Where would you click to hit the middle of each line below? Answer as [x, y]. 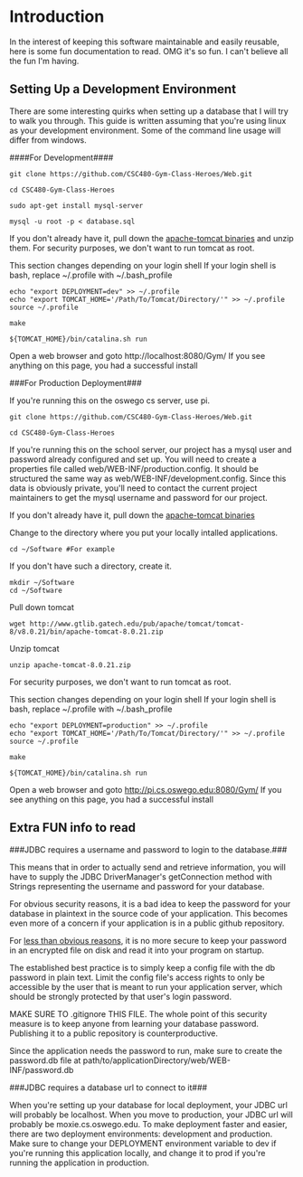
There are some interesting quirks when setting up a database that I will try [149, 111]
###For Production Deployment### [76, 382]
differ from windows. [48, 140]
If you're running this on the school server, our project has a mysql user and [151, 449]
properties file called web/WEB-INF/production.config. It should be [134, 468]
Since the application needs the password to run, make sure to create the [146, 1050]
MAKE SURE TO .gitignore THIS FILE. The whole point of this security [138, 1013]
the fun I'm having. [44, 61]
